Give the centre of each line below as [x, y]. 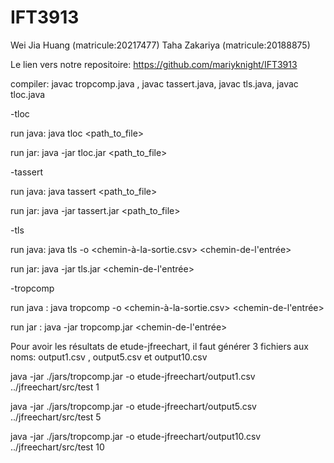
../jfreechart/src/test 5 [56, 417]
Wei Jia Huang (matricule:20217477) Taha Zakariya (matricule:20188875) [160, 45]
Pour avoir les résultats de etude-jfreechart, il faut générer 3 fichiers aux [159, 346]
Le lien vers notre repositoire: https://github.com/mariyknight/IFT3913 [154, 64]
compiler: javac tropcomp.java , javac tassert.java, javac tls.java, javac [154, 83]
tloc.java [28, 94]
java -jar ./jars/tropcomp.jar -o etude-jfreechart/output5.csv [133, 406]
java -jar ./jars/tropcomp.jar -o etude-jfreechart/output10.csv [136, 436]
